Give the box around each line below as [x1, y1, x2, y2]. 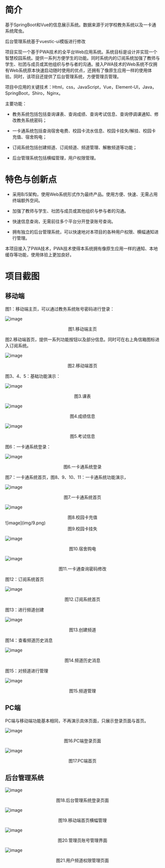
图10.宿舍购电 [68, 545, 97, 551]
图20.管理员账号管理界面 [57, 837, 108, 843]
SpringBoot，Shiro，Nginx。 [5, 90, 63, 96]
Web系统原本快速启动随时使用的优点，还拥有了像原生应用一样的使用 [9, 67, 148, 73]
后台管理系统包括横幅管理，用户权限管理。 [12, 155, 99, 161]
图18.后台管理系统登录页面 [55, 797, 110, 803]
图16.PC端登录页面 [63, 738, 102, 744]
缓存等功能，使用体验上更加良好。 [5, 252, 74, 257]
